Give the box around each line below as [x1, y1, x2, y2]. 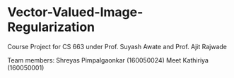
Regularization [7, 19, 95, 35]
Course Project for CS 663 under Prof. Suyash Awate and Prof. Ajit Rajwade [7, 42, 228, 51]
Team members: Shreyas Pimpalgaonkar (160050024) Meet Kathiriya [7, 56, 209, 64]
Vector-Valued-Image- [7, 4, 144, 20]
